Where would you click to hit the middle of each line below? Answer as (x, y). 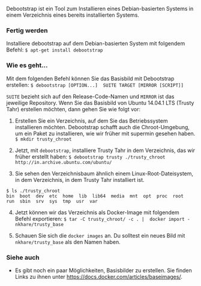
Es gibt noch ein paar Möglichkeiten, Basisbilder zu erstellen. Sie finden (103, 270)
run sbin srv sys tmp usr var (52, 201)
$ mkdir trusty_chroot (43, 139)
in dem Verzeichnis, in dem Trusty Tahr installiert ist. (80, 179)
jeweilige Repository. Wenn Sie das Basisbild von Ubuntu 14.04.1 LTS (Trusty (100, 103)
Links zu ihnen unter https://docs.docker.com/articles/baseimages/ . (99, 276)
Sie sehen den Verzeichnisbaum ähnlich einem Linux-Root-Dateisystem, (104, 174)
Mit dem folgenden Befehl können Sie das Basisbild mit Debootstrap (90, 78)
